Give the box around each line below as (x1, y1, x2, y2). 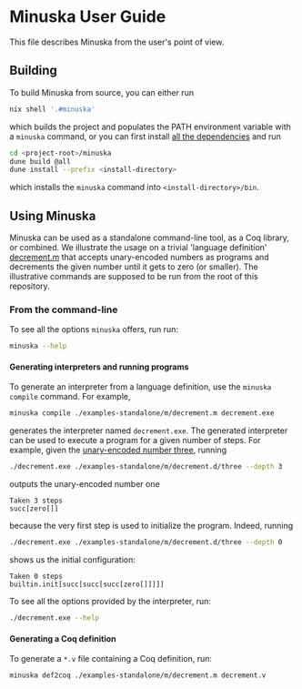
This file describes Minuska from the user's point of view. (9, 36, 225, 47)
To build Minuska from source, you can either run (9, 86, 194, 97)
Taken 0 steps (9, 572, 64, 582)
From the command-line (9, 303, 118, 316)
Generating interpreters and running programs (9, 361, 189, 372)
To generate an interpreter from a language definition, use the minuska (9, 381, 272, 392)
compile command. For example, (9, 391, 131, 402)
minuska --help (9, 341, 67, 351)
